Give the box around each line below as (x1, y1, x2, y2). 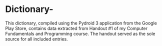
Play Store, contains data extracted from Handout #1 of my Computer (5, 25, 148, 31)
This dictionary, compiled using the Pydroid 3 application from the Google (5, 20, 157, 26)
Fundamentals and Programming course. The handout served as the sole (5, 30, 155, 36)
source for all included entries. (5, 36, 68, 42)
